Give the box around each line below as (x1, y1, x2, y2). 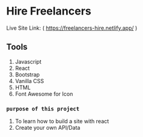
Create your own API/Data (15, 124, 81, 132)
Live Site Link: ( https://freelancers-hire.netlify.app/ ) (6, 24, 138, 32)
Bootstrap (15, 71, 40, 78)
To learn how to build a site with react (15, 118, 109, 125)
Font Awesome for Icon (15, 90, 73, 98)
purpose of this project (6, 105, 80, 112)
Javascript (15, 58, 42, 65)
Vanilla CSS (15, 77, 44, 84)
